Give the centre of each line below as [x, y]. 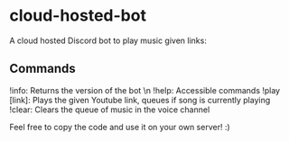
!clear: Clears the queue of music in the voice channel [110, 110]
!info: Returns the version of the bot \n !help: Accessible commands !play [145, 90]
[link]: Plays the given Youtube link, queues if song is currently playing [140, 100]
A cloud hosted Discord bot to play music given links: [108, 40]
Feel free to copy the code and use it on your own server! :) [120, 127]
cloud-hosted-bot [78, 16]
